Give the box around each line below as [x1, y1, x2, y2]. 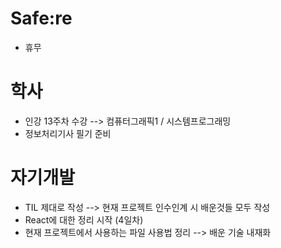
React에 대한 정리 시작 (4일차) [24, 213, 144, 226]
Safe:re [10, 7, 73, 30]
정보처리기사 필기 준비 [24, 127, 112, 139]
